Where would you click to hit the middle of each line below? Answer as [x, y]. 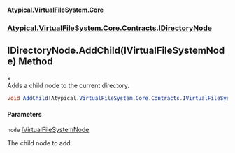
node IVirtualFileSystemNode [48, 130]
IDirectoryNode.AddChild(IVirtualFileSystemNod [116, 50]
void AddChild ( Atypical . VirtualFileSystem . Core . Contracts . [95, 99]
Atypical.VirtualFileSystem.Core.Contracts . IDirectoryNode [109, 28]
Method [36, 61]
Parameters [24, 114]
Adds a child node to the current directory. [69, 86]
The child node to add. [40, 143]
